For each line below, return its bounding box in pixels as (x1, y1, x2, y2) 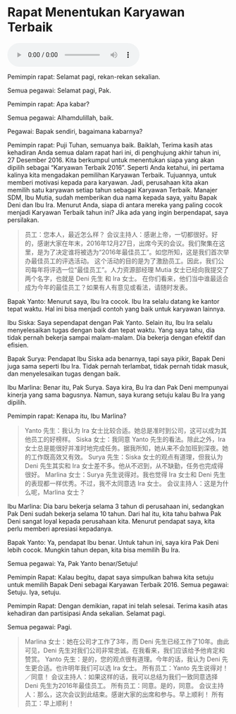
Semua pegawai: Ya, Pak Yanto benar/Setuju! (7, 559, 138, 567)
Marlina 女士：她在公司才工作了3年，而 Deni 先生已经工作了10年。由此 (24, 637, 230, 646)
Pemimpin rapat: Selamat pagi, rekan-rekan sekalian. (7, 72, 161, 81)
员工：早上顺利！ (24, 698, 75, 707)
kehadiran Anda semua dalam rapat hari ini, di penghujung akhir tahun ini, (7, 148, 221, 156)
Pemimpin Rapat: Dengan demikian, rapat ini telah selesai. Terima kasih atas (7, 601, 228, 610)
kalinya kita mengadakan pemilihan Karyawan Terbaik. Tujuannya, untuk (7, 171, 217, 179)
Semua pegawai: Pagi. (7, 622, 73, 631)
